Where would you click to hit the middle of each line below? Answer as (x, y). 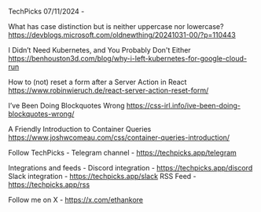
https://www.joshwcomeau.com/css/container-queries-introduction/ (119, 137)
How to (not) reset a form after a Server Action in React (97, 82)
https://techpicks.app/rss (49, 185)
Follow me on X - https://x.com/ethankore (76, 200)
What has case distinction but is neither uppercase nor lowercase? (116, 26)
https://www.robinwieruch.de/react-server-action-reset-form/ (108, 90)
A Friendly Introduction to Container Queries (80, 129)
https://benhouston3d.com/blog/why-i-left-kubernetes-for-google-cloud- (128, 58)
